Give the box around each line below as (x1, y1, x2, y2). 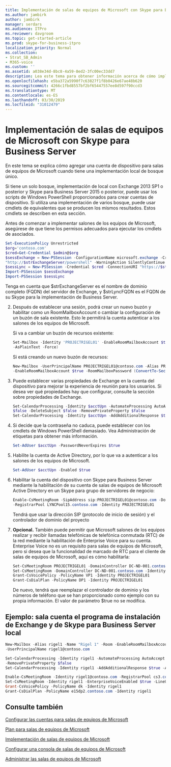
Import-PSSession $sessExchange (5, 269, 74, 275)
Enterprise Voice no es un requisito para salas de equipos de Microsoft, (12, 543, 163, 549)
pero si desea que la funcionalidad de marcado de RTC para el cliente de (12, 548, 166, 554)
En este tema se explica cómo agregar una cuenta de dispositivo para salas (5, 162, 164, 169)
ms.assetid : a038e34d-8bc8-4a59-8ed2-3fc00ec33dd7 (5, 69, 115, 74)
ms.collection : (5, 50, 38, 55)
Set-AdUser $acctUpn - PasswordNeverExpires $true (12, 443, 121, 448)
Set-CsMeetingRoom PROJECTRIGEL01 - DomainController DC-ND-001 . (12, 563, 152, 568)
